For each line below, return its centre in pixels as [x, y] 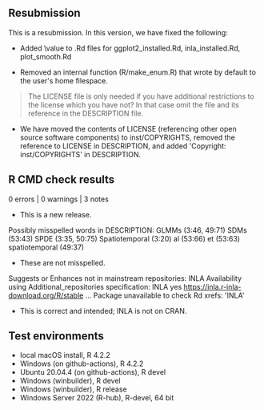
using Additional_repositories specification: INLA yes [95, 286]
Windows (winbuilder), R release [73, 389]
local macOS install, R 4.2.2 [65, 355]
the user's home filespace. [64, 80]
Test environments [56, 336]
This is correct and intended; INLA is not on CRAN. [103, 311]
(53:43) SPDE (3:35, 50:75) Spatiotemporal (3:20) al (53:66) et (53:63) [124, 238]
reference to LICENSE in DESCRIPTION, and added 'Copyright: [123, 146]
